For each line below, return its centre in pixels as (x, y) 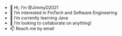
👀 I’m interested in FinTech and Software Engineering (63, 13)
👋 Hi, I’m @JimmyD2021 (34, 8)
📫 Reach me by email (32, 28)
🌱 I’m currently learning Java (39, 18)
